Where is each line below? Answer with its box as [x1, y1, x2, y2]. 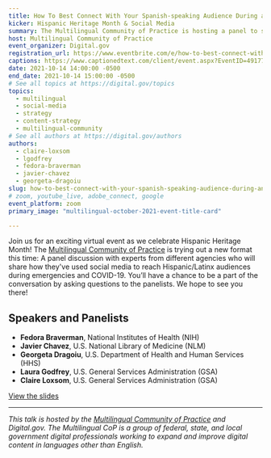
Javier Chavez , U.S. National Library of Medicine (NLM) [19, 341, 206, 351]
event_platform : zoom [8, 200, 81, 208]
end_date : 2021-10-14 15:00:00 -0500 [8, 72, 135, 80]
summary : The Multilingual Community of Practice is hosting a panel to [8, 27, 258, 35]
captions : [8, 57, 42, 65]
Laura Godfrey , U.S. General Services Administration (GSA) [19, 367, 219, 376]
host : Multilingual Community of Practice [8, 34, 153, 43]
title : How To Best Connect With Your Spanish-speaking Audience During [8, 11, 258, 20]
